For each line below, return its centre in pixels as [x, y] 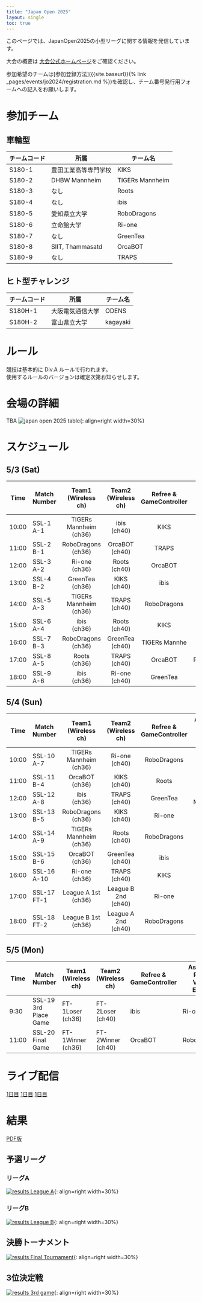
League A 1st [82, 892]
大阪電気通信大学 [75, 311]
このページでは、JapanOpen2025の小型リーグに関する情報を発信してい [95, 41]
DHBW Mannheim [76, 180]
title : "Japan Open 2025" [38, 12]
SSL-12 [44, 794]
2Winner [108, 1040]
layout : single [25, 18]
